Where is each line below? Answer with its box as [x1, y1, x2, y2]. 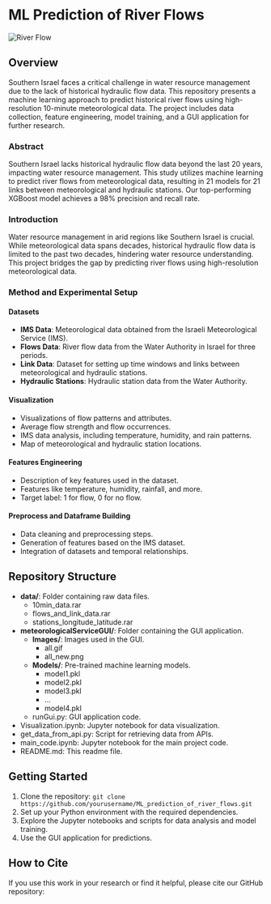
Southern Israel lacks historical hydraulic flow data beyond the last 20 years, [8, 160, 263, 169]
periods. [19, 351, 49, 360]
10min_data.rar [32, 599, 82, 609]
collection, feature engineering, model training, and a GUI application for [8, 112, 249, 122]
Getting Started [8, 770, 88, 783]
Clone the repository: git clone [19, 791, 125, 801]
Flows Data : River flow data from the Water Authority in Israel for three [19, 342, 256, 352]
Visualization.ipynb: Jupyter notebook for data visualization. [19, 720, 220, 730]
